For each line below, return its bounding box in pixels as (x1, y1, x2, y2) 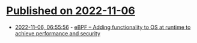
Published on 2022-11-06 (6, 4, 135, 18)
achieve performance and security (14, 29, 101, 37)
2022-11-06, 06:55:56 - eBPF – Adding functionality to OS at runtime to (14, 24, 191, 31)
